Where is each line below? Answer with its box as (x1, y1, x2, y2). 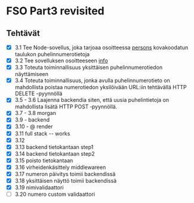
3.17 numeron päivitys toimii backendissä (14, 170, 116, 177)
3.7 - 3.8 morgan (14, 110, 57, 117)
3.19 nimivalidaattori (14, 184, 64, 191)
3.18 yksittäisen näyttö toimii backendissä (14, 177, 117, 184)
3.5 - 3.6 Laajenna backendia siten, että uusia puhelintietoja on (14, 96, 169, 104)
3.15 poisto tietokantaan (14, 157, 73, 164)
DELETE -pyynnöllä (14, 90, 63, 97)
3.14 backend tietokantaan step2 (14, 150, 95, 157)
